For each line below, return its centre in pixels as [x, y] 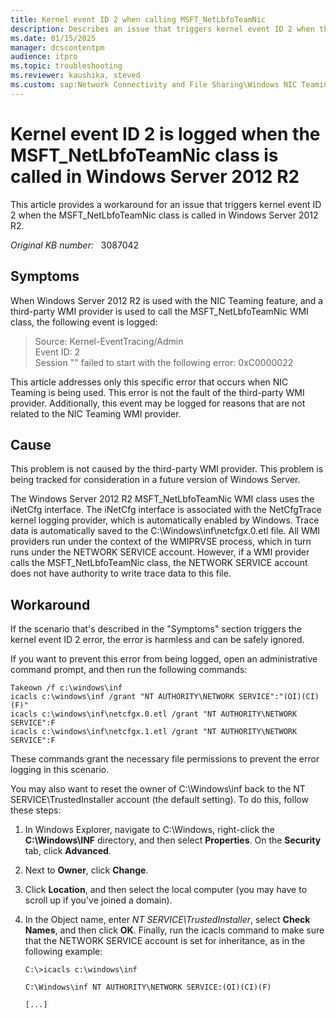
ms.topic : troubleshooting [66, 66]
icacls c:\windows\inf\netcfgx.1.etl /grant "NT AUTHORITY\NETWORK [154, 732]
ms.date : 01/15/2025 [53, 38]
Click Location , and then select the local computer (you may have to [166, 890]
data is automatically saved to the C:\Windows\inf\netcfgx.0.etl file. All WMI [165, 531]
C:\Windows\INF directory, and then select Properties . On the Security [173, 840]
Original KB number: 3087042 [75, 245]
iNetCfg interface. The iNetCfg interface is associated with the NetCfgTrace [166, 510]
